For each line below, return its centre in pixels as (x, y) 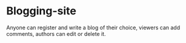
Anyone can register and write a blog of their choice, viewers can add (93, 27)
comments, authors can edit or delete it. (56, 33)
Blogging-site (42, 11)
